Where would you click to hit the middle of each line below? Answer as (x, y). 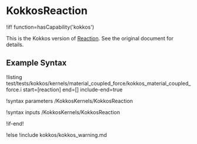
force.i (14, 90)
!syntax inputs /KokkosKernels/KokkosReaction (63, 112)
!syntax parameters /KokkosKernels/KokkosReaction (70, 101)
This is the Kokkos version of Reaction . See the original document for (90, 38)
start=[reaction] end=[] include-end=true (73, 90)
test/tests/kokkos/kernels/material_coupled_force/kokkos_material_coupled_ (98, 83)
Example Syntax (36, 63)
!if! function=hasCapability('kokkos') (50, 27)
